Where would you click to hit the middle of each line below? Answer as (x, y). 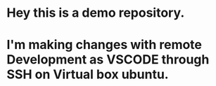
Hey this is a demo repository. (96, 13)
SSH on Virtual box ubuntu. (88, 74)
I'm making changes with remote (104, 45)
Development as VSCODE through (108, 60)
